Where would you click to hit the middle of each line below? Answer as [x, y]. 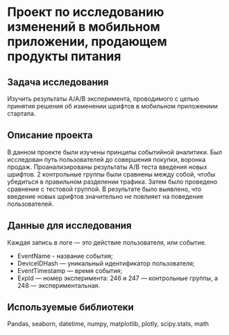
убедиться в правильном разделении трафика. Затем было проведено [112, 181]
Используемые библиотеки [70, 308]
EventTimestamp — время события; [70, 270]
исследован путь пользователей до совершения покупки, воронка [107, 159]
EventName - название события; [65, 256]
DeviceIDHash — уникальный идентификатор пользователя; [106, 263]
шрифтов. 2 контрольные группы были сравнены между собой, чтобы [111, 174]
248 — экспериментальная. [59, 285]
